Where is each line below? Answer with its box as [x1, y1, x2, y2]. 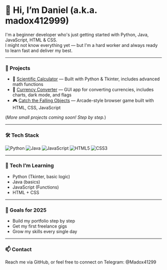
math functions [12, 81, 44, 87]
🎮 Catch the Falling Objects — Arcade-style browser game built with [12, 97, 154, 104]
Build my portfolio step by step [12, 218, 76, 224]
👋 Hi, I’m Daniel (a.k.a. [5, 4, 97, 16]
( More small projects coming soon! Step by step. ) [5, 114, 106, 120]
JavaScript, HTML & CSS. [5, 37, 58, 43]
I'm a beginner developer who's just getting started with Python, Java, [5, 31, 149, 37]
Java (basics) [12, 179, 40, 185]
